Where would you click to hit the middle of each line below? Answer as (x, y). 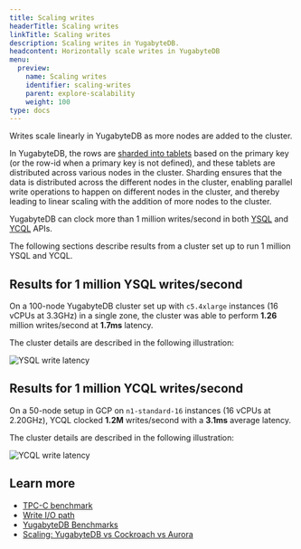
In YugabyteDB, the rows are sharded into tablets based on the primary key (149, 154)
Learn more (42, 483)
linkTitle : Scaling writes (60, 34)
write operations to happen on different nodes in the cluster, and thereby (145, 192)
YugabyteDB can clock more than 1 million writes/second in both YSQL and (149, 219)
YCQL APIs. (31, 229)
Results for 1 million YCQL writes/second (127, 388)
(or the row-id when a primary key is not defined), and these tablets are (142, 163)
